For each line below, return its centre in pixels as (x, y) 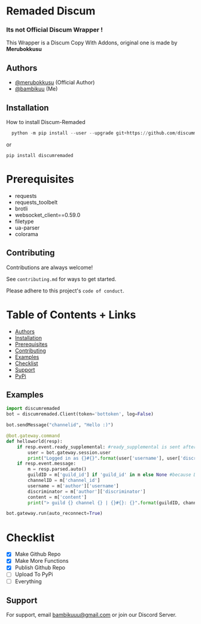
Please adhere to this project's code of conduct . (65, 290)
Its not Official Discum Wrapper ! (55, 30)
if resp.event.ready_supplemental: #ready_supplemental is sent (99, 447)
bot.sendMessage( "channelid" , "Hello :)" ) (60, 425)
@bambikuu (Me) (36, 89)
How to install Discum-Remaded (46, 122)
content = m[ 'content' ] (57, 497)
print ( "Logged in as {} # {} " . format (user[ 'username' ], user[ (104, 458)
